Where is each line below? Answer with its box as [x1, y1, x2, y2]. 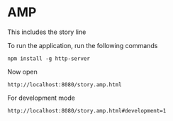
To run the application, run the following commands [7, 41, 158, 50]
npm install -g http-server [7, 54, 91, 62]
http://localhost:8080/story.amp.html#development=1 [7, 107, 167, 114]
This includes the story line [7, 28, 86, 36]
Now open [7, 67, 38, 76]
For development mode [7, 93, 76, 102]
